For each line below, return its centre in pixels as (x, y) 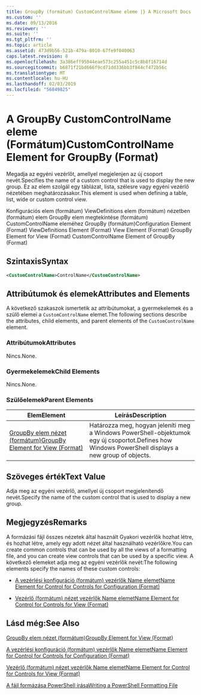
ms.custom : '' (24, 17)
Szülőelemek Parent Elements (50, 400)
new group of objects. (120, 455)
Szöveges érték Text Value (56, 476)
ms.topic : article (29, 45)
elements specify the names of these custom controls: (73, 568)
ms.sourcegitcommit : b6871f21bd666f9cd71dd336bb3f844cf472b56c (87, 67)
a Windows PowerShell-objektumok (140, 433)
